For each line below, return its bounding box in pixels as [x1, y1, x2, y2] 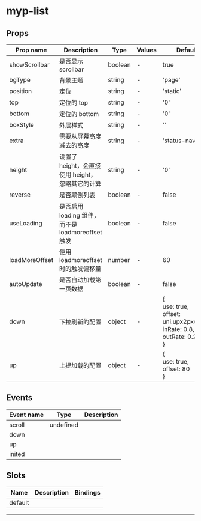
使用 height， [59, 171, 97, 178]
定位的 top [59, 99, 89, 106]
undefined [50, 421, 79, 429]
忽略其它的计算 [59, 180, 102, 187]
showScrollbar [9, 61, 50, 69]
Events [6, 392, 33, 403]
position [9, 87, 32, 95]
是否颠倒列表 [59, 191, 96, 199]
